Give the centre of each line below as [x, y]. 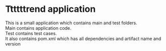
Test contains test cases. [31, 33]
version [13, 44]
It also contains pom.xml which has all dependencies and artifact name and [83, 39]
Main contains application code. [38, 28]
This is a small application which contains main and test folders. [71, 23]
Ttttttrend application [51, 9]
